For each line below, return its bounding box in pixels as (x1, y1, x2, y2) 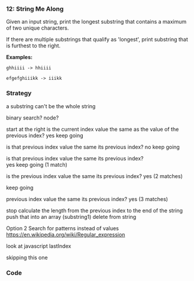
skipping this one (6, 254, 48, 261)
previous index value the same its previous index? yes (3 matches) (6, 195, 169, 202)
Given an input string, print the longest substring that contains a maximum (6, 18, 187, 25)
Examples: (6, 54, 33, 61)
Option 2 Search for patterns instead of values (6, 224, 119, 232)
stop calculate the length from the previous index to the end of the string (6, 206, 183, 214)
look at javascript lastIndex (6, 242, 72, 250)
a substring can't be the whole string (6, 102, 96, 109)
